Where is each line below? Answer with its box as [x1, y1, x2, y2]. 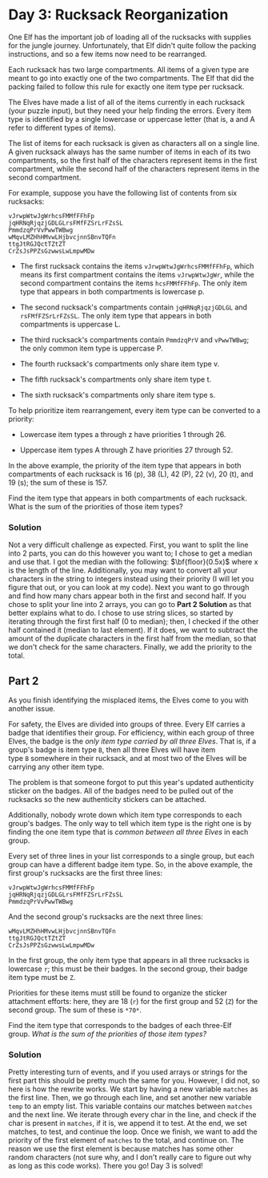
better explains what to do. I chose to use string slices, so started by [8, 608, 234, 618]
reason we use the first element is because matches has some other [8, 1144, 234, 1154]
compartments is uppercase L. [19, 319, 122, 329]
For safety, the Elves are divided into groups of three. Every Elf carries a [8, 719, 246, 729]
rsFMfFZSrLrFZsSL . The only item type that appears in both [19, 310, 212, 320]
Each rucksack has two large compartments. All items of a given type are [8, 64, 250, 74]
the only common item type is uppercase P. [19, 343, 164, 353]
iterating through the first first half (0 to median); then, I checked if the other [8, 617, 259, 626]
